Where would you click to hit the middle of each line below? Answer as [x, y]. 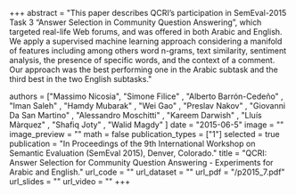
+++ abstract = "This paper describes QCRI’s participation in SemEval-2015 [148, 13]
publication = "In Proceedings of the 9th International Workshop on [132, 143]
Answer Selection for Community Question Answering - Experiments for [141, 162]
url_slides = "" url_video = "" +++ [70, 181]
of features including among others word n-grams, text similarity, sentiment [148, 51]
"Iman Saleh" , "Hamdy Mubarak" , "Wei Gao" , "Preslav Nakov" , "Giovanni [148, 106]
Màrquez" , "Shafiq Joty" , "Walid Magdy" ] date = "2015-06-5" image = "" [147, 125]
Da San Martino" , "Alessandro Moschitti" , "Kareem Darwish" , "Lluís [136, 115]
